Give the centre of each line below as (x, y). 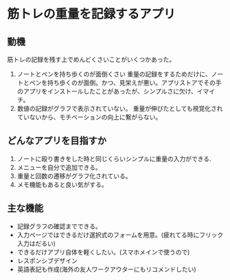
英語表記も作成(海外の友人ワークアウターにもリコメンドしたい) (107, 269)
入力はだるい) (36, 243)
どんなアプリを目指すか (57, 141)
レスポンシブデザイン (47, 260)
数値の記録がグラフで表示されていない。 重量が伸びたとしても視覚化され (120, 108)
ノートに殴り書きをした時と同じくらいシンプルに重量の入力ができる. (114, 158)
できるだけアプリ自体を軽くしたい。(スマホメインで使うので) (103, 252)
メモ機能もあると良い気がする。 (62, 184)
